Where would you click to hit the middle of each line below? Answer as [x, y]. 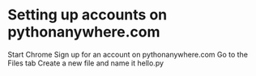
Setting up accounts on [87, 15]
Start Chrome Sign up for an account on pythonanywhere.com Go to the [128, 54]
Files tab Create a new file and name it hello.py [85, 63]
